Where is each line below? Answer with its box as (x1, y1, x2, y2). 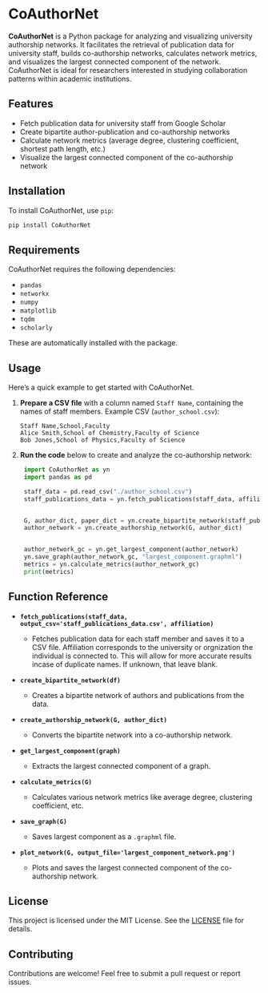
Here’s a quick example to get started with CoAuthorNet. (8, 382, 194, 393)
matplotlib (19, 307, 57, 315)
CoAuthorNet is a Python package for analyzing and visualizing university (8, 31, 254, 41)
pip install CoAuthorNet (8, 221, 91, 229)
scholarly (19, 324, 54, 333)
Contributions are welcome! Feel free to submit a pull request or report (8, 969, 241, 979)
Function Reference (8, 590, 109, 603)
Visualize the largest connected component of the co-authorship (19, 152, 234, 162)
